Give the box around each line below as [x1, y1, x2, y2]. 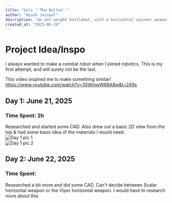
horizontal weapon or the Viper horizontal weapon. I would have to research [5, 187, 165, 193]
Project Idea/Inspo [5, 44, 85, 55]
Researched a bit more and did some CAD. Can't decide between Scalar [5, 181, 157, 188]
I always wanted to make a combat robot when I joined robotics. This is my [5, 61, 163, 67]
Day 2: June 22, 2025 [5, 155, 75, 164]
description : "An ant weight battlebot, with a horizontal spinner [5, 17, 153, 22]
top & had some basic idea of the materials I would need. [5, 129, 125, 135]
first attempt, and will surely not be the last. [5, 66, 97, 72]
